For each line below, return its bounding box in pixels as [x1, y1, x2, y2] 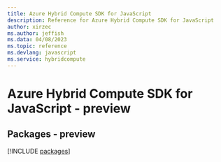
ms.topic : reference [7, 43, 68, 50]
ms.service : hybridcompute [7, 56, 86, 63]
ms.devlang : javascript [7, 50, 77, 57]
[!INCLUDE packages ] [7, 147, 71, 155]
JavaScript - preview [7, 101, 131, 116]
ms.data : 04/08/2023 [7, 36, 68, 43]
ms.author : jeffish [7, 29, 64, 37]
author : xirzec [7, 23, 52, 30]
